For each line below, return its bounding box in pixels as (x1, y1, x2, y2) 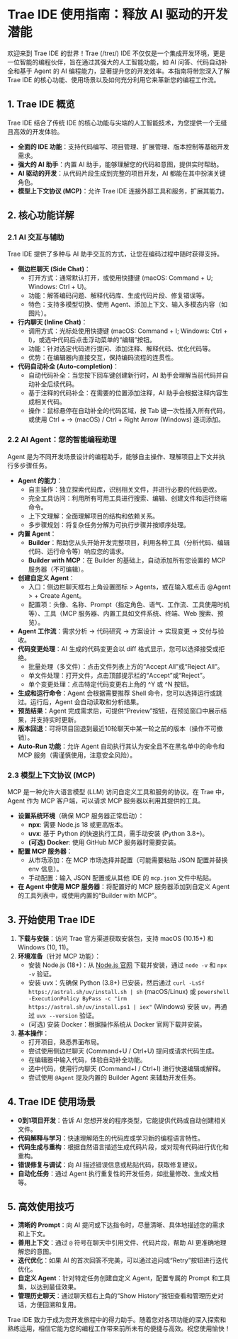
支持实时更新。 (36, 715, 80, 723)
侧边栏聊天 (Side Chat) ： (17, 265, 91, 273)
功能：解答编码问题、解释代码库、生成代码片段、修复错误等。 (28, 291, 209, 300)
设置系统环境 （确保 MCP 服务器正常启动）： (17, 812, 144, 820)
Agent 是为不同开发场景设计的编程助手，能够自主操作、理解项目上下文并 (7, 452, 220, 461)
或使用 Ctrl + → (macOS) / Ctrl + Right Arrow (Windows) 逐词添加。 (28, 415, 225, 424)
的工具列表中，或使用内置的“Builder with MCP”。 (17, 891, 161, 900)
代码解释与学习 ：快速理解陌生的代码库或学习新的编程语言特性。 (17, 1134, 204, 1142)
